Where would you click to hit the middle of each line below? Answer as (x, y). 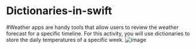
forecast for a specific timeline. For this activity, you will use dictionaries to (98, 33)
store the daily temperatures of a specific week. (65, 40)
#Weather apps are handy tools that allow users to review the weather (93, 27)
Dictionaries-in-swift (59, 11)
